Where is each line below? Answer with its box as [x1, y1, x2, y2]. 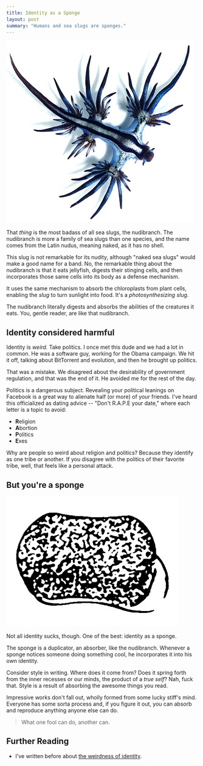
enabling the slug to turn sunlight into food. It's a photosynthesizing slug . [6, 292, 189, 299]
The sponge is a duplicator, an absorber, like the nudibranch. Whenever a [6, 644, 190, 651]
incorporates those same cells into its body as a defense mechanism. [6, 273, 180, 281]
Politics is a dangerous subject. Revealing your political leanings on [6, 387, 174, 394]
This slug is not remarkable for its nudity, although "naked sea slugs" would [6, 254, 196, 261]
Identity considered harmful [6, 327, 115, 338]
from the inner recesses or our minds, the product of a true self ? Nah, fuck [6, 676, 193, 682]
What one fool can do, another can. [21, 718, 111, 726]
